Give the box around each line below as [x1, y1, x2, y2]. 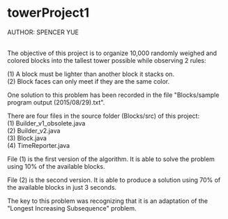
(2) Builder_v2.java [7, 126, 61, 135]
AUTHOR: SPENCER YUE [7, 28, 79, 36]
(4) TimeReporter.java [7, 141, 70, 149]
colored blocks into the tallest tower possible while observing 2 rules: [7, 56, 207, 64]
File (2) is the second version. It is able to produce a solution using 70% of [7, 176, 221, 184]
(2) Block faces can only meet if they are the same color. [7, 77, 170, 85]
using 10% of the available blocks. [7, 162, 106, 170]
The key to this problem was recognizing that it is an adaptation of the [7, 197, 208, 205]
